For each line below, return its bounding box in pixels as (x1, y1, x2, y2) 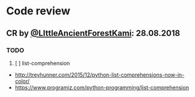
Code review (6, 4, 71, 18)
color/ (14, 77, 30, 84)
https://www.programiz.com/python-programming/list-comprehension (14, 84, 189, 91)
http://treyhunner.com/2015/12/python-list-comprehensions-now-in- (14, 71, 185, 78)
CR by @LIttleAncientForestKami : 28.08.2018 (6, 28, 181, 38)
